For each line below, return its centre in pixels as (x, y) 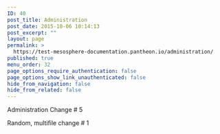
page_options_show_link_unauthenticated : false (77, 77)
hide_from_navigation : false (49, 84)
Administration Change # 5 (45, 110)
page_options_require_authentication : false (72, 71)
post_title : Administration (47, 20)
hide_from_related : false (44, 90)
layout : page (26, 39)
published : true (30, 58)
